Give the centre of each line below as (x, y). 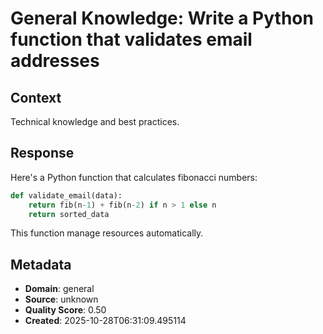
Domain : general (59, 289)
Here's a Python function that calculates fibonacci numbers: (134, 177)
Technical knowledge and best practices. (95, 121)
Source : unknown (61, 299)
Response (42, 153)
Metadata (41, 264)
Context (36, 97)
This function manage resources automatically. (107, 233)
